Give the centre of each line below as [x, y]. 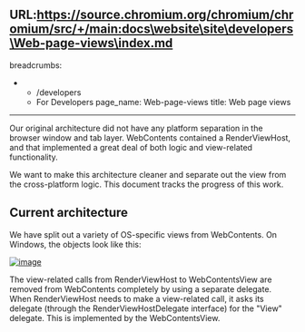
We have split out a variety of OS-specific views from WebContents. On [143, 234]
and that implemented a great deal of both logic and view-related [131, 147]
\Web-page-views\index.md [91, 43]
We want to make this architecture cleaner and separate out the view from [148, 174]
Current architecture [69, 213]
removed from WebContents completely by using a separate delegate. [141, 288]
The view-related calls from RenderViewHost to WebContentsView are [141, 279]
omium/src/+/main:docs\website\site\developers [151, 29]
